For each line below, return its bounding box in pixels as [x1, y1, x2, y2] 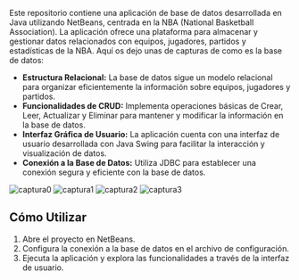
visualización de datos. [21, 148, 107, 159]
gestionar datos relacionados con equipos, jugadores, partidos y [9, 36, 247, 46]
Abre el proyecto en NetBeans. [21, 234, 136, 244]
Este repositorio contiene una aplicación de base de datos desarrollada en [9, 8, 283, 18]
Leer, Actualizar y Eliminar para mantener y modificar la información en [21, 111, 284, 120]
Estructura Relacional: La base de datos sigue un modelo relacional [21, 72, 274, 83]
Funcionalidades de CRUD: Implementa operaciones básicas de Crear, [21, 101, 284, 111]
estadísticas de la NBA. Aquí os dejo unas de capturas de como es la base [9, 45, 283, 56]
